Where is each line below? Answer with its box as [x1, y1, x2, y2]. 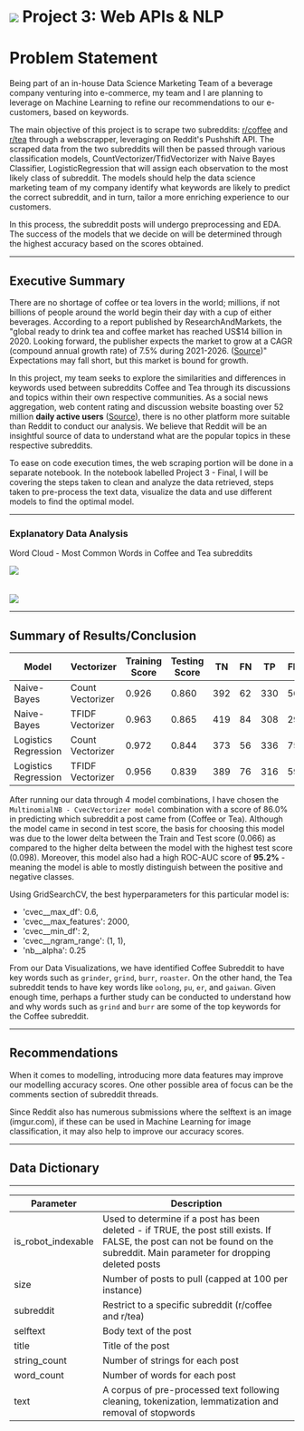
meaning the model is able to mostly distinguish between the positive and [9, 862, 283, 872]
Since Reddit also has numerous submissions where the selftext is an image [9, 1106, 292, 1117]
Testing [170, 655, 204, 667]
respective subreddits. [9, 440, 93, 451]
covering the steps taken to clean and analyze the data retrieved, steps [9, 476, 274, 487]
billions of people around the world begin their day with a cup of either [9, 307, 272, 317]
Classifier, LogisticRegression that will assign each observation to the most [9, 163, 289, 174]
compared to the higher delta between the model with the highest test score [9, 842, 293, 853]
